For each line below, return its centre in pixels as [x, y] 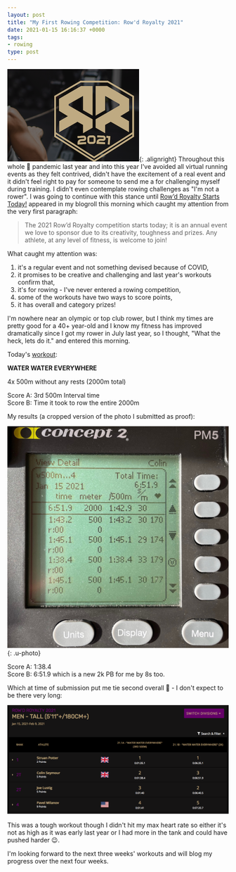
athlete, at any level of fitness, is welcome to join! [96, 240]
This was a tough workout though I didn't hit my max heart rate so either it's [117, 825]
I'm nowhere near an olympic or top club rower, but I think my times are [111, 318]
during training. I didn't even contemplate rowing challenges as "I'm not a [113, 189]
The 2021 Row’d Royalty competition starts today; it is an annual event [126, 225]
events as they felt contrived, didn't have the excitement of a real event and [117, 174]
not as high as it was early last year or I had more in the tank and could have [118, 832]
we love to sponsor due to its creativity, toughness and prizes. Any [121, 233]
